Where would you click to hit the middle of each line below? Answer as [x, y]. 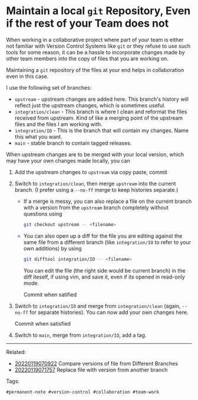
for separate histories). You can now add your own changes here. [109, 312]
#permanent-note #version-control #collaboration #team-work [83, 392]
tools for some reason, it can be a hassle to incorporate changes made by [96, 52]
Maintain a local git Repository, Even [98, 11]
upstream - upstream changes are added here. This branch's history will [102, 99]
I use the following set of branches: [49, 87]
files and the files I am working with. [58, 124]
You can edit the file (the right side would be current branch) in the [104, 270]
